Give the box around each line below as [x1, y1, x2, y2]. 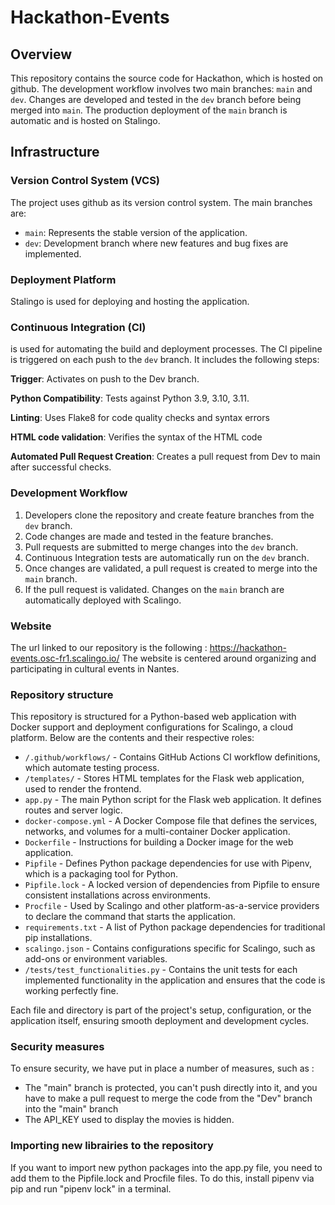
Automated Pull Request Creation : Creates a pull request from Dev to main [10, 451, 321, 463]
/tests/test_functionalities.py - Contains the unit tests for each [24, 964, 298, 976]
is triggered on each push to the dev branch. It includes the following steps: [10, 354, 320, 366]
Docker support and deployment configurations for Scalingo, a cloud [10, 721, 293, 733]
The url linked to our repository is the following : [10, 641, 208, 653]
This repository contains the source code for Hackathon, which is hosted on [10, 72, 324, 84]
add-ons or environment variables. [24, 953, 168, 965]
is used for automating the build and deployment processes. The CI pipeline [10, 343, 323, 355]
